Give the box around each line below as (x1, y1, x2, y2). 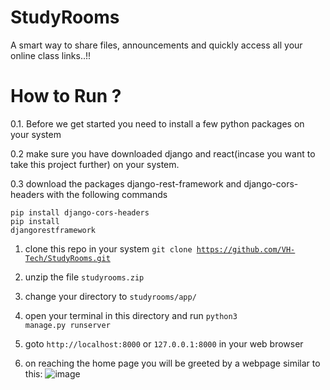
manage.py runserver (24, 320, 111, 330)
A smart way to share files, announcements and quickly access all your (10, 39, 303, 51)
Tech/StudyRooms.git (24, 253, 111, 263)
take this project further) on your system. (10, 158, 180, 170)
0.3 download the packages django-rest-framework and (10, 177, 242, 190)
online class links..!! (10, 49, 92, 61)
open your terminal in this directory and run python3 (24, 309, 238, 321)
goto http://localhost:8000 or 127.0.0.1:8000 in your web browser (24, 337, 304, 350)
